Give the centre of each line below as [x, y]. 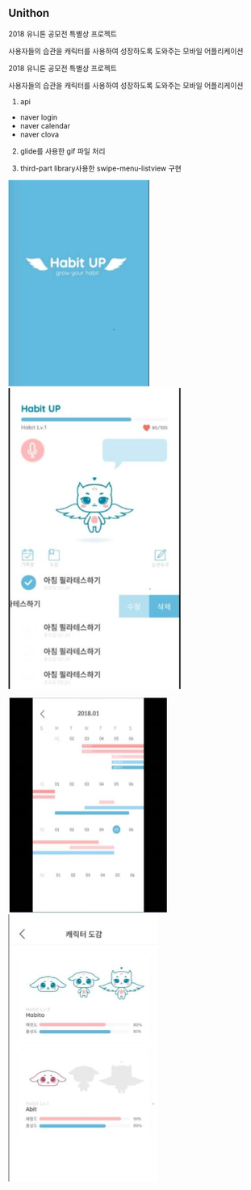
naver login [39, 117]
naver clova [39, 134]
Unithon [29, 13]
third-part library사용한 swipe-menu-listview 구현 [100, 168]
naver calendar [45, 125]
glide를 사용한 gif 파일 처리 [63, 151]
